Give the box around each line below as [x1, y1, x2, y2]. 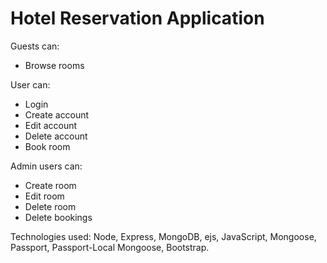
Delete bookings [24, 211, 93, 223]
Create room [24, 179, 77, 191]
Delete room [24, 200, 77, 212]
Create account [24, 108, 90, 121]
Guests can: [10, 40, 60, 52]
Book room [24, 140, 71, 152]
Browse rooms [24, 59, 85, 71]
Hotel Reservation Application [10, 7, 265, 30]
